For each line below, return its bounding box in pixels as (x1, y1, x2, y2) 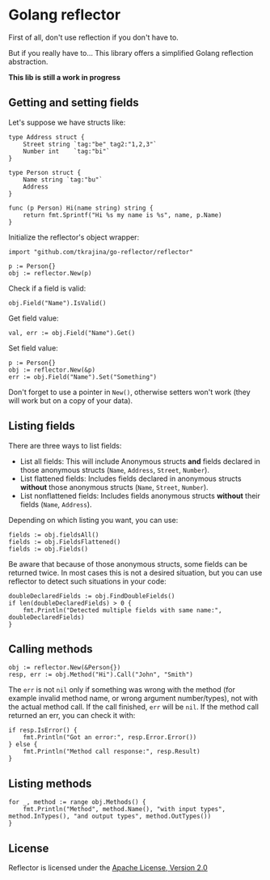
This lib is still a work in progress (8, 72, 121, 82)
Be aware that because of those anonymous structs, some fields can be (8, 559, 248, 568)
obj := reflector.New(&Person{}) (8, 664, 121, 672)
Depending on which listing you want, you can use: (8, 515, 179, 525)
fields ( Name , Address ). (19, 500, 92, 509)
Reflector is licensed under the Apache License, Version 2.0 (8, 863, 208, 872)
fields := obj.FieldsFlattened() (8, 538, 121, 546)
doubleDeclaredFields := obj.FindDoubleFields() (8, 592, 175, 600)
